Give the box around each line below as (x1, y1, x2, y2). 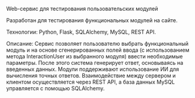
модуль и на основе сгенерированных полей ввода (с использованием (6, 46, 190, 54)
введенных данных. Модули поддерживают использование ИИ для (6, 66, 179, 73)
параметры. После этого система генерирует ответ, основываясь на (6, 60, 184, 66)
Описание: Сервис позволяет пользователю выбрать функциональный (6, 40, 189, 47)
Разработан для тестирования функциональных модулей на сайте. (6, 17, 178, 23)
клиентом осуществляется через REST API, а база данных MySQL (6, 78, 175, 85)
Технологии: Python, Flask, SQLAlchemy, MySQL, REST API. (6, 28, 156, 35)
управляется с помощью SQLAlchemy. (6, 85, 105, 92)
